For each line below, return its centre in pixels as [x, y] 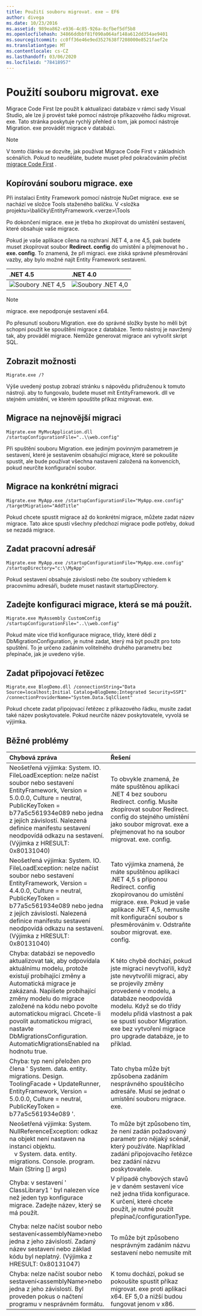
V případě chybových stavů [149, 1178]
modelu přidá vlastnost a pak [151, 1013]
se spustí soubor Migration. [149, 1021]
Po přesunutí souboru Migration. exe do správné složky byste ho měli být [97, 323]
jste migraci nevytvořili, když [151, 968]
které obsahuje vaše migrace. [43, 229]
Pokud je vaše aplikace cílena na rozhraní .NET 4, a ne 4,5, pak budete [93, 240]
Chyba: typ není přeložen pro [50, 1061]
